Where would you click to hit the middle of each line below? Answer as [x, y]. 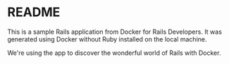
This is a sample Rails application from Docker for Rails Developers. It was [114, 32]
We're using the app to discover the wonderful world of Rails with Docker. [114, 53]
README [34, 12]
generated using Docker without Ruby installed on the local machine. [107, 39]
